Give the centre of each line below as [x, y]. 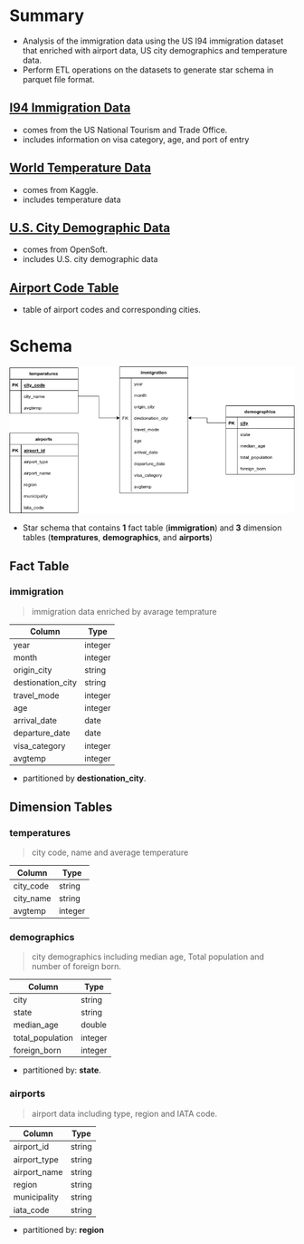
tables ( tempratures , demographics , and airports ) [117, 538]
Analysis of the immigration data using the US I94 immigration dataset [153, 41]
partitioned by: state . [62, 1070]
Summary [47, 16]
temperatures [40, 832]
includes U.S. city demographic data [90, 259]
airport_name [38, 1171]
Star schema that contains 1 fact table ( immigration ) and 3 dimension [152, 528]
